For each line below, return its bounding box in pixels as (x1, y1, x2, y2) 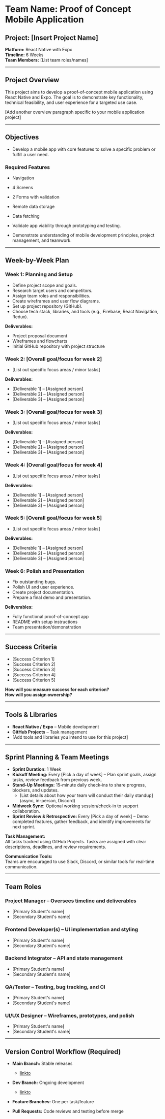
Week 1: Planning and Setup (5, 271, 73, 278)
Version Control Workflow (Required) (5, 1048, 121, 1056)
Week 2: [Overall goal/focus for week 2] (5, 356, 102, 362)
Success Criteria (5, 643, 57, 651)
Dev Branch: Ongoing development (12, 1080, 84, 1086)
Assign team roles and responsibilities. (12, 293, 91, 298)
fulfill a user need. (12, 151, 49, 157)
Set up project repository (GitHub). (12, 303, 82, 309)
